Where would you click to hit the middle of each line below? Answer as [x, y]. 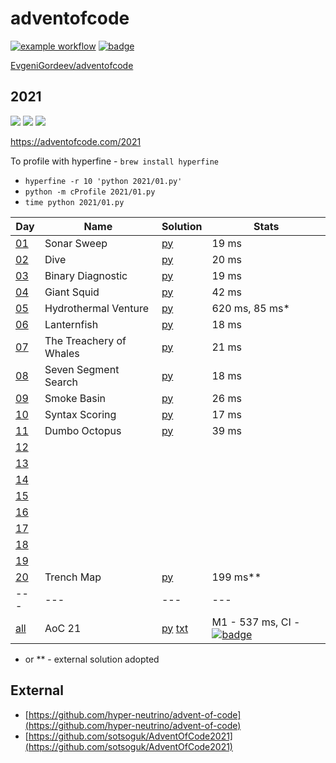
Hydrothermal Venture [96, 308]
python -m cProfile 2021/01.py [90, 192]
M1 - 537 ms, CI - [256, 622]
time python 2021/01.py [74, 202]
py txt [175, 628]
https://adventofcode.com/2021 [76, 141]
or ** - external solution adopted [92, 659]
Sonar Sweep [76, 243]
